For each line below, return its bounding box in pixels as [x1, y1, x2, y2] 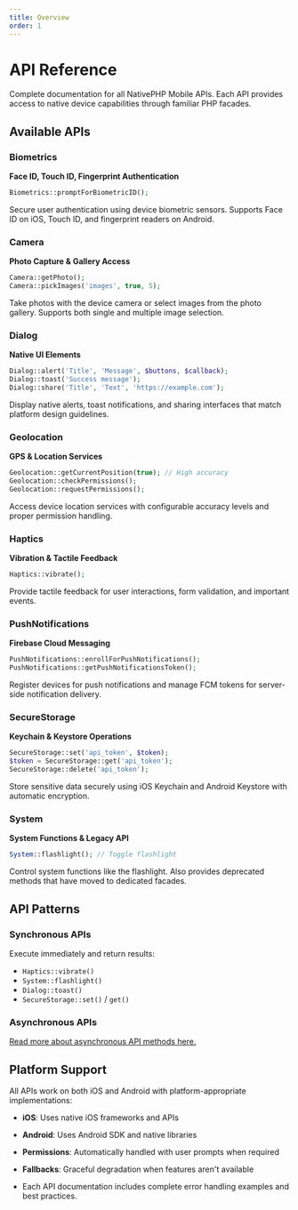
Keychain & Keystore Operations [9, 731, 132, 742]
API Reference [9, 60, 117, 80]
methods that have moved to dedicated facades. [9, 876, 187, 886]
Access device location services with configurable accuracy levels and [9, 501, 270, 511]
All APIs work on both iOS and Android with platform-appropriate [9, 1086, 246, 1096]
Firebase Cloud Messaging [9, 637, 111, 649]
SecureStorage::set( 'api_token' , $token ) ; [9, 749, 169, 757]
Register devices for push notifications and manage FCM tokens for [9, 679, 257, 690]
